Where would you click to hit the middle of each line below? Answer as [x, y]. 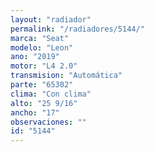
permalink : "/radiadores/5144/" [77, 29]
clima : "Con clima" [51, 94]
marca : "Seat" [40, 38]
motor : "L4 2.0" [44, 66]
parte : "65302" [42, 85]
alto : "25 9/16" [44, 103]
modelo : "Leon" [42, 47]
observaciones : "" [48, 122]
